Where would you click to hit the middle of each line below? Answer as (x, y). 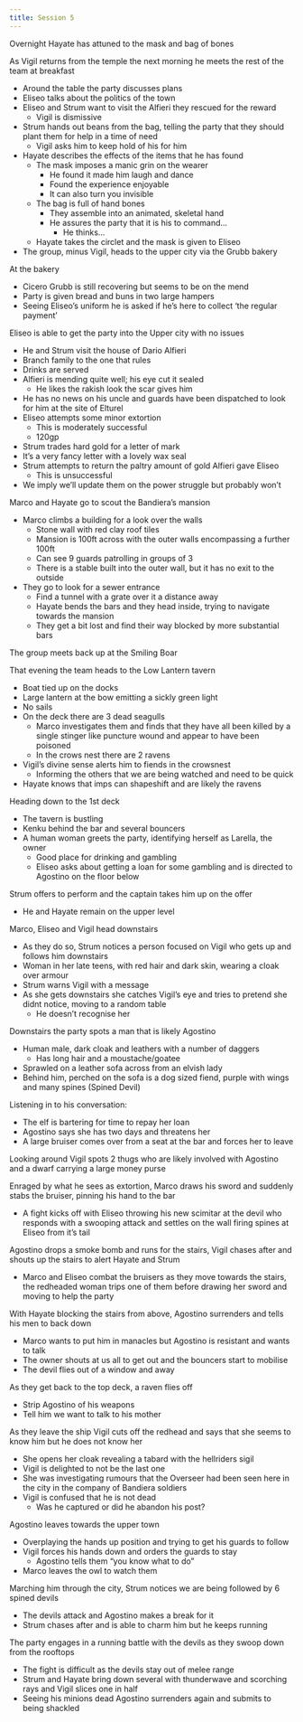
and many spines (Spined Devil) (82, 1087)
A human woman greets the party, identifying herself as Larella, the (147, 838)
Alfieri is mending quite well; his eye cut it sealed (113, 379)
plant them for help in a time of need (90, 136)
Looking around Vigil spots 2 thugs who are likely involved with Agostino (144, 1159)
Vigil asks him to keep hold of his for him (111, 146)
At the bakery (35, 268)
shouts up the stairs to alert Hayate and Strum (95, 1259)
